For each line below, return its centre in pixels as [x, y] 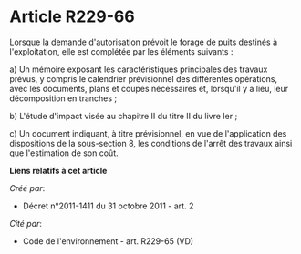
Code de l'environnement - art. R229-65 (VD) [108, 241]
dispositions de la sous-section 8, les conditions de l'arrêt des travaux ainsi [151, 143]
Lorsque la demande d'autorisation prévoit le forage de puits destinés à [144, 42]
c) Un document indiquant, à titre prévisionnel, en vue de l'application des [148, 133]
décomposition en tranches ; [63, 98]
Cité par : [26, 223]
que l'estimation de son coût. [64, 153]
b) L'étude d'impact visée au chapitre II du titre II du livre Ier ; [124, 116]
